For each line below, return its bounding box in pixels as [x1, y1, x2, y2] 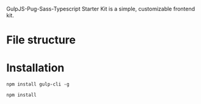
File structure [6, 33, 76, 47]
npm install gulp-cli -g [6, 81, 70, 87]
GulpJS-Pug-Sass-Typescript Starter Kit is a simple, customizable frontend [6, 6, 196, 12]
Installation [6, 61, 65, 75]
